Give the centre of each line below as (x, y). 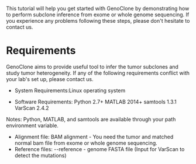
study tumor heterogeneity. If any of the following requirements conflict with (98, 73)
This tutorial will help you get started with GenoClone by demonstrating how (98, 8)
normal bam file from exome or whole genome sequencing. (86, 143)
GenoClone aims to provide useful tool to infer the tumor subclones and (92, 67)
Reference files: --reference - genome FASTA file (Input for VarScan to (99, 149)
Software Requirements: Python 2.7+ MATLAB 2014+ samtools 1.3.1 (95, 102)
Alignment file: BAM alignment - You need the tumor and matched (94, 137)
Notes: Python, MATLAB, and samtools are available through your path (91, 119)
